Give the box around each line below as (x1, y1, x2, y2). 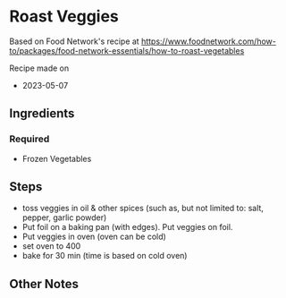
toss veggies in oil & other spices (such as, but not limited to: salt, (21, 203, 264, 214)
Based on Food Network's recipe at (9, 36, 140, 47)
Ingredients (9, 106, 75, 122)
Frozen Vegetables (21, 153, 92, 164)
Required (9, 132, 50, 145)
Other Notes (9, 276, 79, 292)
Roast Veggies (9, 6, 119, 27)
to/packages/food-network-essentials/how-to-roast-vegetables (9, 45, 245, 55)
